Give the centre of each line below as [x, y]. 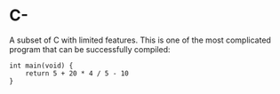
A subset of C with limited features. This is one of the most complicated [140, 40]
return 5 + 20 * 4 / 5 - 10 [77, 73]
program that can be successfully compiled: [90, 49]
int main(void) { [41, 66]
